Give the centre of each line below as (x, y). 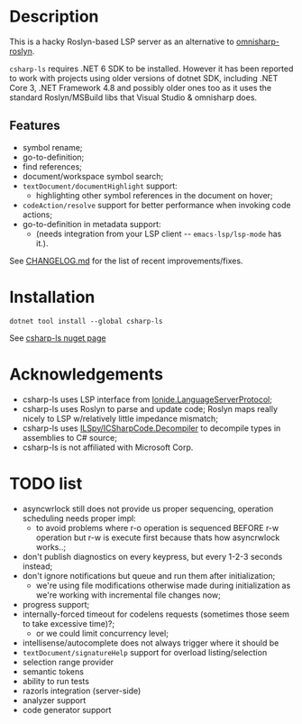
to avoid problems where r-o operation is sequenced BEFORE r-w (157, 527)
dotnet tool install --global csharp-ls (87, 321)
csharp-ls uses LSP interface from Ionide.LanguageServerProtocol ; (147, 399)
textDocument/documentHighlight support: (100, 186)
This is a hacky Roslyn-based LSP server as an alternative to (122, 41)
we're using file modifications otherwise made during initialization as (163, 585)
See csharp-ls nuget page (58, 338)
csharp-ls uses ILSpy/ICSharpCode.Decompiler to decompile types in (151, 428)
